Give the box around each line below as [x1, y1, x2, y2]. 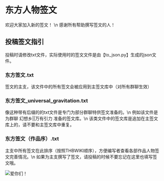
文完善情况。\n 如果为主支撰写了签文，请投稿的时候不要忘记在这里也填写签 [5, 154, 158, 160]
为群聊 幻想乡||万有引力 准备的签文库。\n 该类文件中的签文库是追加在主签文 [5, 116, 159, 122]
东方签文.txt [5, 71, 34, 78]
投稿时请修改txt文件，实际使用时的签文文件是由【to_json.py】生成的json [5, 51, 152, 57]
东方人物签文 [5, 4, 58, 16]
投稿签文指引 [5, 38, 44, 46]
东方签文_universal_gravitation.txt [5, 97, 88, 104]
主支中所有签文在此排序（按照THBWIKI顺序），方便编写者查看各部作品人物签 [5, 147, 160, 153]
